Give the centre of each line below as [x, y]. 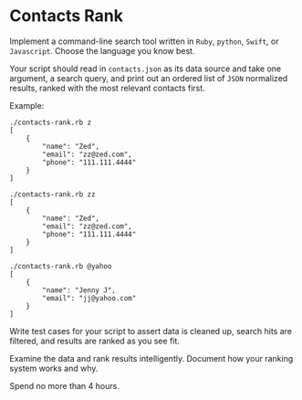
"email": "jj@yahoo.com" [89, 298]
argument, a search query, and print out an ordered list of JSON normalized [149, 78]
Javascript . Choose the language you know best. [102, 50]
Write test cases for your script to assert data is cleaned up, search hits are [151, 331]
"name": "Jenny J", [79, 290]
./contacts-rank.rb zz [52, 194]
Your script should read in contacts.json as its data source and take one [146, 68]
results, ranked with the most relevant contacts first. [107, 88]
